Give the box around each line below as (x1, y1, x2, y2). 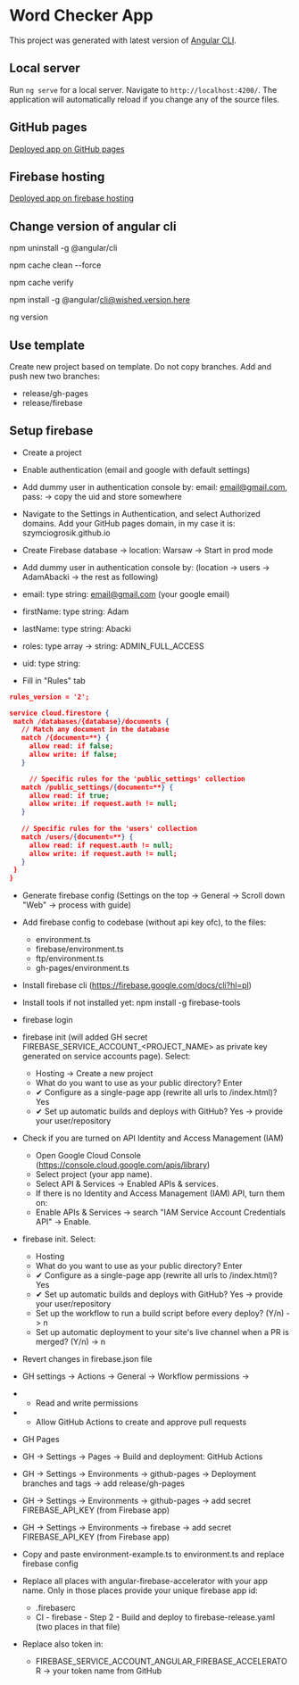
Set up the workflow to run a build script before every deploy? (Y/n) (35, 1308, 285, 1319)
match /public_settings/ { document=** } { (21, 783, 174, 792)
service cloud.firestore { (9, 709, 110, 718)
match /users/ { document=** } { (21, 832, 134, 842)
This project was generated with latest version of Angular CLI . (9, 35, 237, 46)
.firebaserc (35, 1603, 76, 1614)
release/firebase (21, 398, 83, 408)
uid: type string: (21, 658, 81, 668)
